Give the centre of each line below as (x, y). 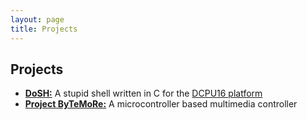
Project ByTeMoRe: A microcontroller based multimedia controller (161, 104)
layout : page (37, 19)
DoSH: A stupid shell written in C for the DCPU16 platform (143, 93)
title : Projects (44, 29)
